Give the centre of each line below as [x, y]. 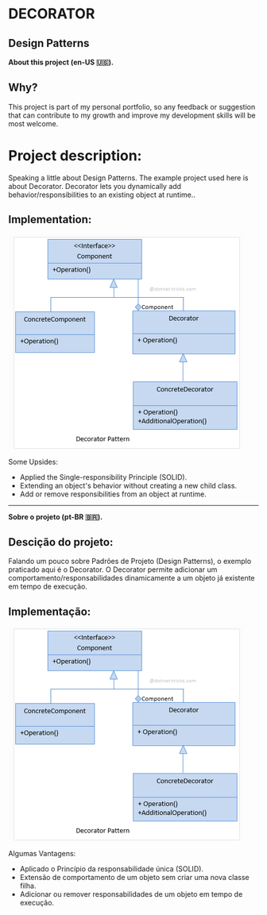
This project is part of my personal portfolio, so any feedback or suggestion [132, 106]
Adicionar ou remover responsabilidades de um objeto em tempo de [131, 894]
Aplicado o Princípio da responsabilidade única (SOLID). [112, 869]
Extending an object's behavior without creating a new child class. [128, 485]
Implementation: [50, 220]
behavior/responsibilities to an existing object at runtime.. [102, 195]
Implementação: [50, 611]
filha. [28, 886]
